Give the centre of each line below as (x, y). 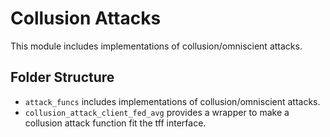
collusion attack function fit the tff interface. (115, 123)
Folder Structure (62, 77)
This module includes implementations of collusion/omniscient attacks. (156, 46)
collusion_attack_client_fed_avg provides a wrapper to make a (157, 112)
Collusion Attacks (86, 18)
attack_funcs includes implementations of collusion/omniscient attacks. (172, 101)
